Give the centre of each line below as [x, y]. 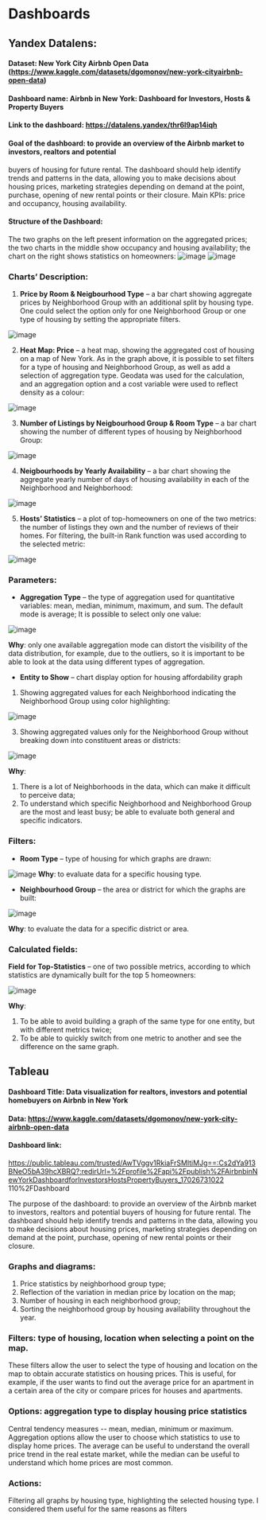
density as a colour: [52, 393]
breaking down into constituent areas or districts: [100, 741]
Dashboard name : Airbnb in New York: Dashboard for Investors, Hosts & [129, 98]
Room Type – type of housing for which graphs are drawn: [116, 858]
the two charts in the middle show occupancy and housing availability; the [129, 247]
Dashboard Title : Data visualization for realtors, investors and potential [128, 1091]
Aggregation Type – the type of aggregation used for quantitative [127, 597]
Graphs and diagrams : [52, 1266]
